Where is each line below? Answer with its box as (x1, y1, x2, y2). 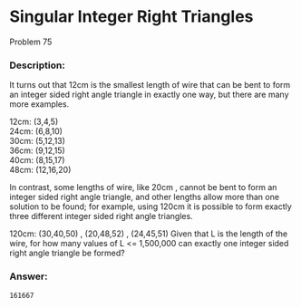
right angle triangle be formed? (9, 247, 125, 259)
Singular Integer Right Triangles (9, 6, 254, 27)
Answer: (9, 270, 48, 283)
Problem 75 (9, 36, 53, 47)
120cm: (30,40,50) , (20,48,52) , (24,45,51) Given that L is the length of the (9, 228, 288, 239)
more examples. (9, 99, 70, 110)
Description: (9, 59, 65, 72)
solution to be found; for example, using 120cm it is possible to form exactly (9, 201, 292, 212)
